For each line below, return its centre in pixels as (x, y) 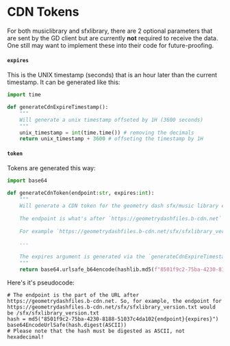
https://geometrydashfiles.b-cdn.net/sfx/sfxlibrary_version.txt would (111, 307)
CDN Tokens (43, 12)
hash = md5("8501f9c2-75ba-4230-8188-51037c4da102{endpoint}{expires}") (113, 319)
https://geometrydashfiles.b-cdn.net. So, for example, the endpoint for (115, 301)
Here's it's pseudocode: (41, 282)
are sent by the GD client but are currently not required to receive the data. (113, 38)
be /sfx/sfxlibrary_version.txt (53, 313)
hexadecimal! (26, 337)
